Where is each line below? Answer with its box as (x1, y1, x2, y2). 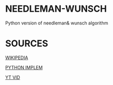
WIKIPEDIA (5, 54, 28, 61)
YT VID (5, 74, 20, 80)
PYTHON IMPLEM (5, 64, 43, 70)
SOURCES (5, 38, 48, 49)
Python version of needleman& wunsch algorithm (5, 20, 108, 26)
